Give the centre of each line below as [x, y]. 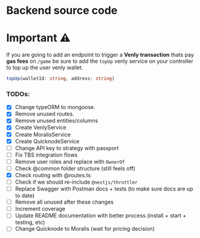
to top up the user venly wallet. [45, 67]
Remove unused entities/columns [56, 121]
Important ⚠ [38, 38]
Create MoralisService [43, 134]
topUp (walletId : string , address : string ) [60, 79]
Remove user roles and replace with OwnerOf [70, 161]
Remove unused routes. [44, 114]
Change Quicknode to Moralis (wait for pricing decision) [85, 229]
